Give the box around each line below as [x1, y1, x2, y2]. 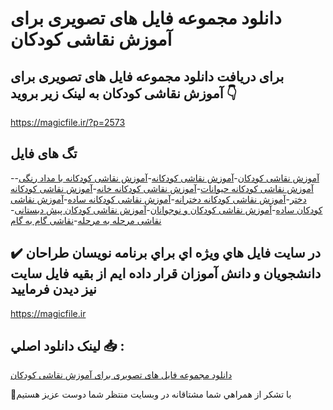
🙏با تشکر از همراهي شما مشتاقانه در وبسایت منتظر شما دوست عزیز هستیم [10, 388, 292, 401]
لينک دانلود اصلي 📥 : [10, 338, 125, 355]
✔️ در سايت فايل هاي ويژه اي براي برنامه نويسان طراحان [10, 245, 322, 262]
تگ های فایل [10, 145, 78, 162]
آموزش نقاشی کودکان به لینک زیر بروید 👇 [10, 85, 238, 102]
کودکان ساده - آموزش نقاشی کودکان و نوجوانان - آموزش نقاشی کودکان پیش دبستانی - [10, 203, 323, 216]
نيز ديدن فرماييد [10, 281, 97, 298]
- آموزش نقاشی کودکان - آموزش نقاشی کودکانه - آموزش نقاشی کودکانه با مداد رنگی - [10, 172, 320, 184]
